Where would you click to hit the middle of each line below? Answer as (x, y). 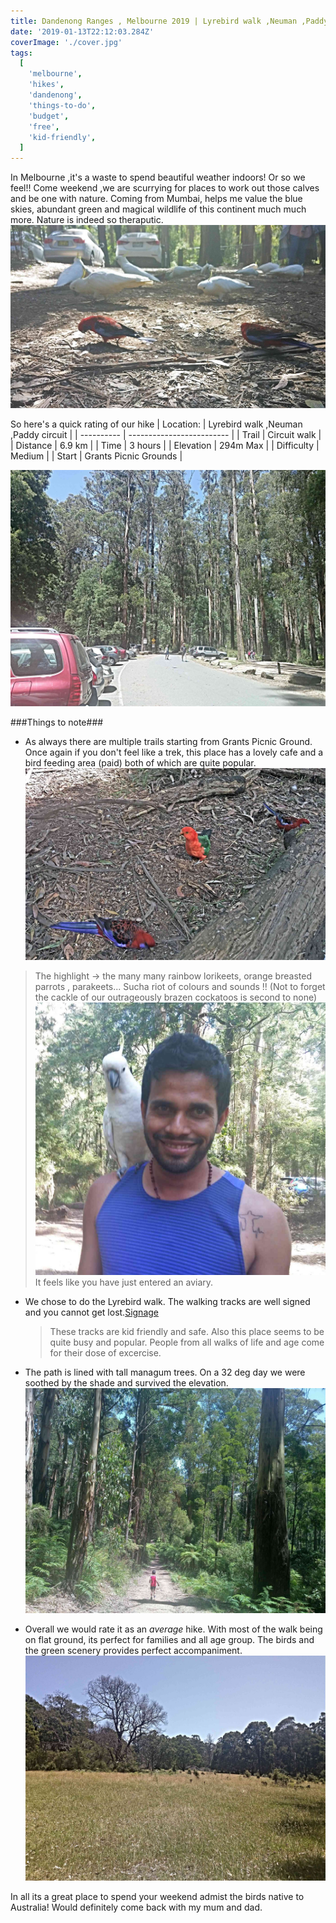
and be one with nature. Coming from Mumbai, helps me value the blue (156, 199)
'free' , (44, 126)
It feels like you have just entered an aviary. (124, 1282)
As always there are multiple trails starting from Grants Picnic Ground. (168, 741)
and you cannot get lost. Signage (91, 1312)
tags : (21, 53)
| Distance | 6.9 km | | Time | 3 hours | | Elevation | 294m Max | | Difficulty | (165, 445)
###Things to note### (57, 722)
